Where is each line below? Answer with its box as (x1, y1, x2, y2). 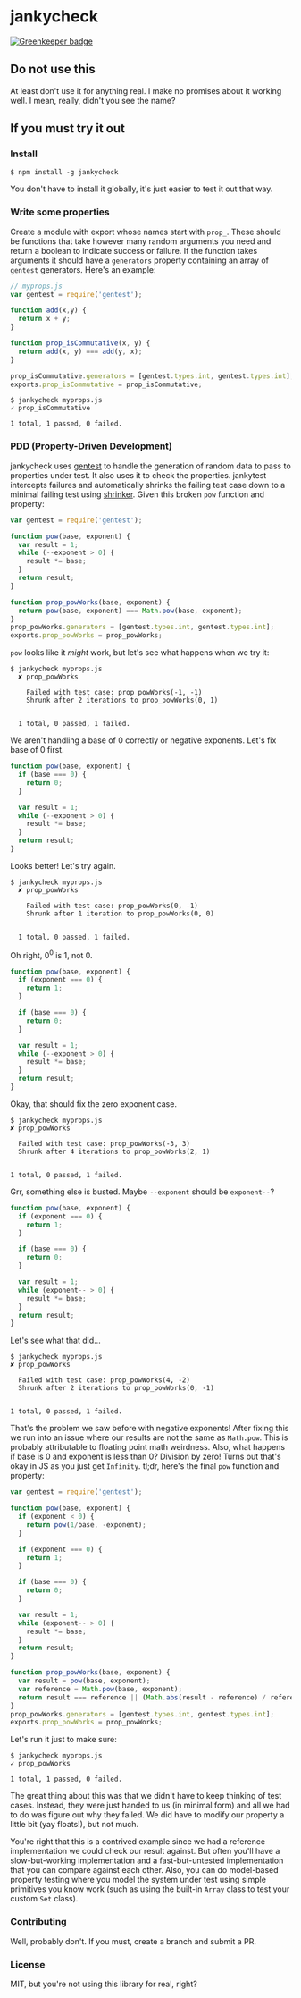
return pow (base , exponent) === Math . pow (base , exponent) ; (18, 606, 243, 615)
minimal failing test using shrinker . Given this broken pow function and (10, 489, 265, 500)
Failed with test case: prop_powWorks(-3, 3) (18, 1139, 191, 1148)
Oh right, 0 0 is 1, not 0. (10, 948, 93, 960)
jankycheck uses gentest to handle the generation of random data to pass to (10, 460, 291, 471)
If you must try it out (10, 121, 126, 136)
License (10, 1958, 46, 1970)
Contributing (10, 1916, 67, 1928)
